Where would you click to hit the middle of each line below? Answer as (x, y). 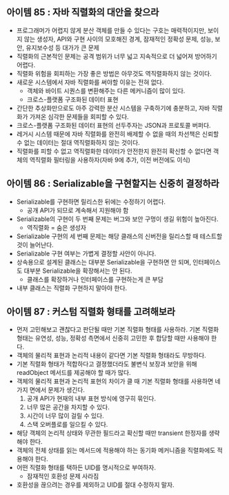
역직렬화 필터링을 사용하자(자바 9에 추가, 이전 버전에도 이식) (110, 159)
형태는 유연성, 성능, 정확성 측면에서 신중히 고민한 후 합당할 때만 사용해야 (113, 338)
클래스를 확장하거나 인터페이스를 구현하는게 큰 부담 (95, 279)
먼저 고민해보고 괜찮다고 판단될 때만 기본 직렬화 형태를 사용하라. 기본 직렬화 (118, 329)
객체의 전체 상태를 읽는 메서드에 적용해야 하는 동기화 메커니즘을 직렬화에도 (116, 450)
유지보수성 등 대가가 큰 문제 (62, 48)
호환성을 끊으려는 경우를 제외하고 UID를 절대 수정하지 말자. (95, 485)
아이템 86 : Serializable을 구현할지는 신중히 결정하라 (113, 184)
